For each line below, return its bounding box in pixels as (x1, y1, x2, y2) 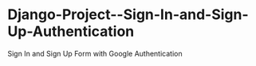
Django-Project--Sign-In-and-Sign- (7, 6, 249, 24)
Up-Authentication (7, 22, 135, 41)
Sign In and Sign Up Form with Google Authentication (7, 49, 183, 58)
